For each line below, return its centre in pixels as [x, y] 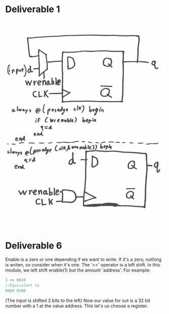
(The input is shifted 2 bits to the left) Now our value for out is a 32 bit [78, 300]
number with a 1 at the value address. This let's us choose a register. [77, 306]
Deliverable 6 [34, 245]
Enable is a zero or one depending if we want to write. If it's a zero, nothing [83, 259]
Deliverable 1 [33, 9]
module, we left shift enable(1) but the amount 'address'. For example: [78, 270]
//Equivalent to [22, 286]
